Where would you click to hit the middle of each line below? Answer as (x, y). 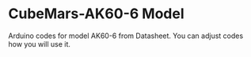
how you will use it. (40, 44)
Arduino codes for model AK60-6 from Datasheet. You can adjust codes (126, 36)
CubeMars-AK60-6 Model (96, 14)
